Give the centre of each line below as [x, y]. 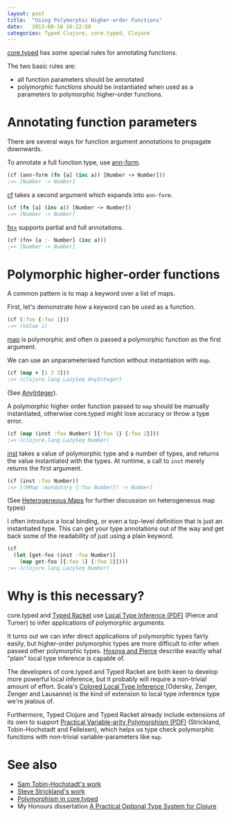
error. [15, 421]
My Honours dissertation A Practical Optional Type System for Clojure [117, 806]
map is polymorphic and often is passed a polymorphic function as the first [114, 339]
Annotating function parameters [102, 123]
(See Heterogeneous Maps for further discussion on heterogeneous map [111, 500]
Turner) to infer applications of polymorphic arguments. [87, 623]
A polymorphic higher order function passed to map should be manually [108, 406]
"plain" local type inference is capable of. [66, 658]
